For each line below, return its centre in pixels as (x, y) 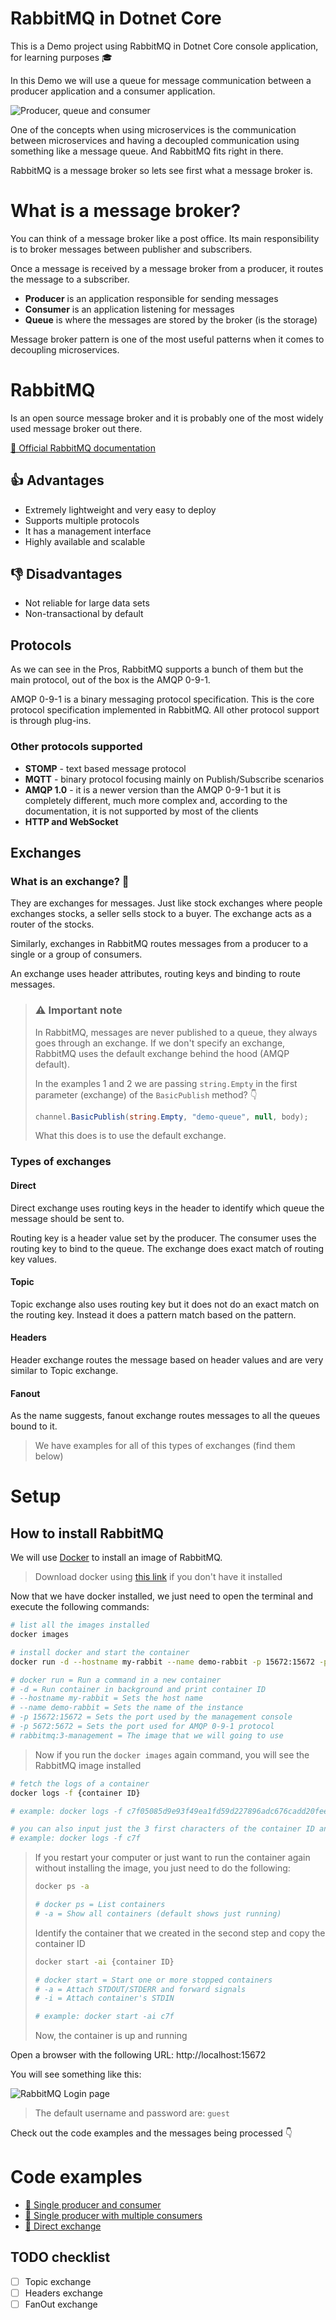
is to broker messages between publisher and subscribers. (131, 249)
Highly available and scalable (85, 541)
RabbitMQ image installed (88, 1765)
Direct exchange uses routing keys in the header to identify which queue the (167, 1208)
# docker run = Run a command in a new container (116, 1680)
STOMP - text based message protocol (105, 768)
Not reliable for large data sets (87, 603)
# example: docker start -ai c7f (104, 2017)
